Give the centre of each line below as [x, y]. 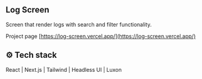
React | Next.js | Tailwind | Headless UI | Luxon [64, 69]
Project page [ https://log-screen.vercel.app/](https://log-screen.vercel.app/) [101, 36]
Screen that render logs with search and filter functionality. [79, 24]
